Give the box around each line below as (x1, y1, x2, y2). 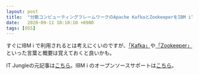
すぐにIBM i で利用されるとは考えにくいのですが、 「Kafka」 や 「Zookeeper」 (6, 42, 192, 49)
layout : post (6, 8, 38, 15)
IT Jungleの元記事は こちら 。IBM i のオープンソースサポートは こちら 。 (6, 62, 177, 69)
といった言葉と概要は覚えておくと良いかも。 (6, 50, 115, 57)
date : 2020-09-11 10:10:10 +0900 (6, 19, 94, 25)
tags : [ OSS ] (6, 25, 36, 31)
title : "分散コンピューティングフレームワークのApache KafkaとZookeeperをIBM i (6, 14, 191, 20)
